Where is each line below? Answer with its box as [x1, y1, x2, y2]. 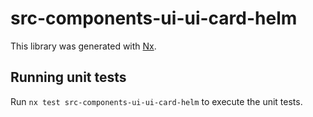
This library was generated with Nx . [10, 40, 157, 52]
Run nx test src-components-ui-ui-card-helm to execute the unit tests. [10, 95, 303, 107]
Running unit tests [10, 69, 127, 86]
